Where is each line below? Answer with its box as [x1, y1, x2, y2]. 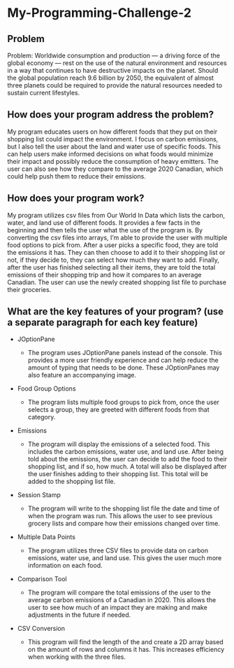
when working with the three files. [27, 653, 126, 661]
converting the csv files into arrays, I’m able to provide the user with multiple [7, 233, 228, 242]
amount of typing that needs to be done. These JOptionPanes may [27, 363, 220, 372]
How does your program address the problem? [7, 109, 214, 120]
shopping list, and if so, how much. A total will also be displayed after [27, 462, 227, 471]
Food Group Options [17, 384, 76, 393]
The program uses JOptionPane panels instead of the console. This [27, 349, 222, 357]
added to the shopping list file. [27, 478, 116, 486]
